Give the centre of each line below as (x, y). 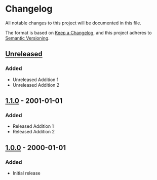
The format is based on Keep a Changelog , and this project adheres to (78, 32)
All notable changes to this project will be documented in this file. (73, 23)
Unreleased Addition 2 (36, 85)
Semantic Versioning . (27, 38)
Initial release (26, 173)
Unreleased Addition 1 (35, 80)
